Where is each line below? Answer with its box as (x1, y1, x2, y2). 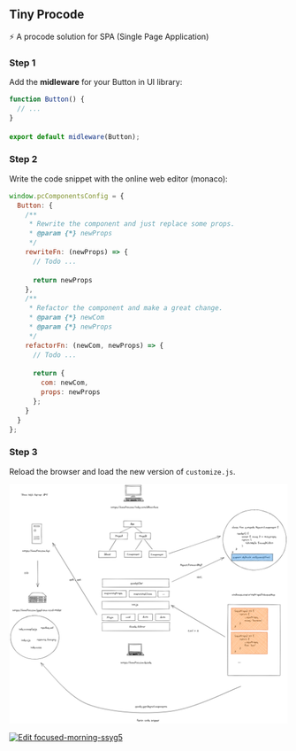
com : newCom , (41, 378, 89, 388)
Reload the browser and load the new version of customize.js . (9, 466, 236, 476)
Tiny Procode (9, 7, 85, 22)
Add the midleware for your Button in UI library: (9, 77, 183, 88)
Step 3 (9, 446, 38, 459)
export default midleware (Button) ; (9, 132, 140, 141)
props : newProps (41, 388, 101, 397)
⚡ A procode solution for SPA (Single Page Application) (9, 31, 209, 42)
